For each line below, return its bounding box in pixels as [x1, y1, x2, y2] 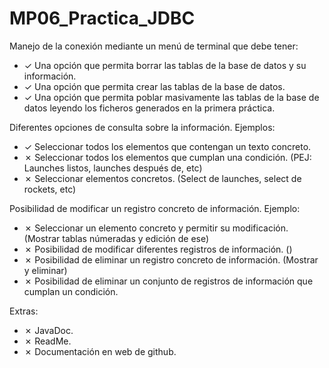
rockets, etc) [23, 183, 77, 195]
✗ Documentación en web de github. [23, 345, 177, 357]
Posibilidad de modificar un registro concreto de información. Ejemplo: [9, 202, 301, 214]
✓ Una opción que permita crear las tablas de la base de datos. [23, 80, 286, 92]
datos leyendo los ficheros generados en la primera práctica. [23, 102, 276, 114]
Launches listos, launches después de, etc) [23, 162, 203, 174]
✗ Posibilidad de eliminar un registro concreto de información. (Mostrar [23, 253, 319, 266]
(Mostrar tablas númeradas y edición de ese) [23, 232, 210, 244]
